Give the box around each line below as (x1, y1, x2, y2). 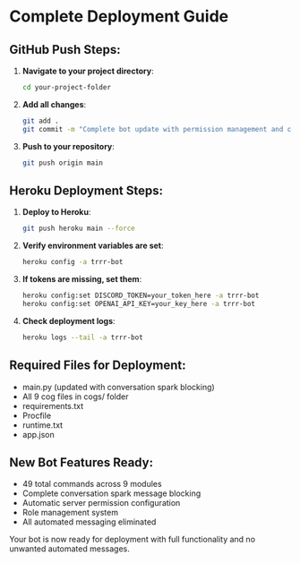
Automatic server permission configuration (21, 498, 181, 508)
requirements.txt (21, 400, 84, 411)
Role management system (21, 508, 119, 518)
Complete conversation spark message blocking (21, 488, 201, 499)
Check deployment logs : (21, 315, 116, 326)
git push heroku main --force (21, 224, 136, 234)
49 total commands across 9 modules (21, 479, 163, 490)
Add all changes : (21, 98, 87, 109)
